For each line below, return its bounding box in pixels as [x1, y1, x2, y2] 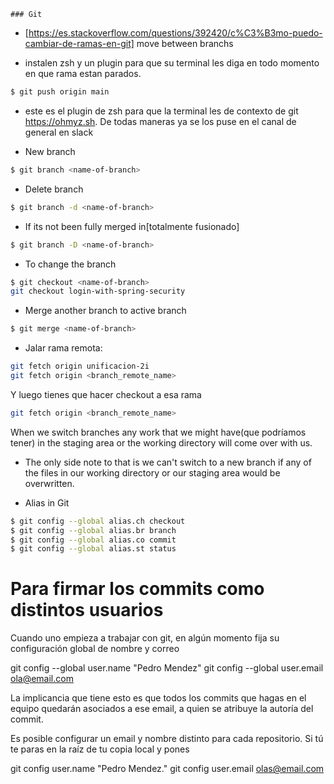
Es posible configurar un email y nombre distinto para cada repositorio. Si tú [10, 733, 324, 745]
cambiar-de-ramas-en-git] [24, 38, 135, 49]
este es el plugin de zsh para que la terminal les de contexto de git [24, 105, 299, 117]
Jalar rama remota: [24, 342, 103, 354]
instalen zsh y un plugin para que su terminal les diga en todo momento [24, 57, 320, 69]
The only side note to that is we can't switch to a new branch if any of [24, 456, 312, 468]
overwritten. [24, 477, 75, 489]
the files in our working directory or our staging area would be [24, 466, 281, 479]
